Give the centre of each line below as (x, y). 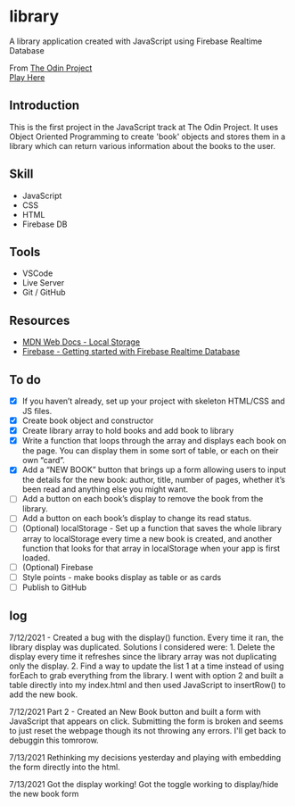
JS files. (37, 411)
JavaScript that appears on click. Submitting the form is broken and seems (146, 721)
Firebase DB (45, 224)
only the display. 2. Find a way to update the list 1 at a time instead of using (147, 666)
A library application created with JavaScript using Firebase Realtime (136, 41)
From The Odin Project (51, 68)
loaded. (36, 557)
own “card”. (43, 461)
